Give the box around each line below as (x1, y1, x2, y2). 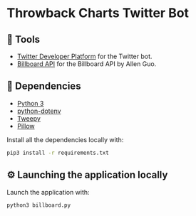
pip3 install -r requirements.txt (6, 149, 110, 156)
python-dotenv (16, 107, 61, 115)
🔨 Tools (6, 33, 41, 45)
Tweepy (16, 114, 41, 122)
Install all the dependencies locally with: (6, 135, 124, 144)
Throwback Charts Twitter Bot (6, 5, 190, 21)
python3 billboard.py (6, 201, 71, 209)
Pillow (16, 121, 35, 130)
